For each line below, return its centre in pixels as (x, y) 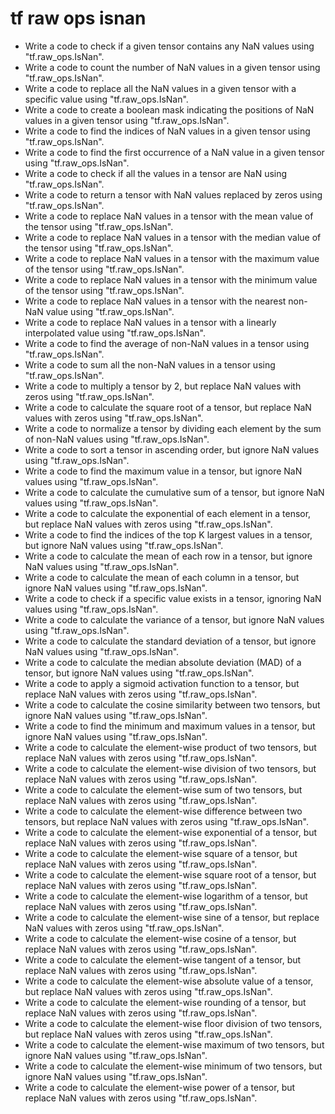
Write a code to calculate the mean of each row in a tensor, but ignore (168, 556)
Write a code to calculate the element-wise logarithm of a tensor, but (166, 896)
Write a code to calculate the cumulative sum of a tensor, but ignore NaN (174, 492)
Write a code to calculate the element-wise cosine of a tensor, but (160, 938)
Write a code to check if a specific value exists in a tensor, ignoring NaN (173, 598)
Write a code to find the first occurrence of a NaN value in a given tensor (174, 152)
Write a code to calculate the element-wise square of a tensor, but (161, 853)
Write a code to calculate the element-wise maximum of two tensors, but (174, 1044)
